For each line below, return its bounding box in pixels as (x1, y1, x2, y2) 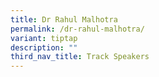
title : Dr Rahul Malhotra (10, 14, 118, 25)
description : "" (10, 42, 78, 53)
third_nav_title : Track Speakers (10, 52, 150, 62)
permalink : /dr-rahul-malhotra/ (10, 24, 145, 34)
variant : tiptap (10, 33, 78, 43)
